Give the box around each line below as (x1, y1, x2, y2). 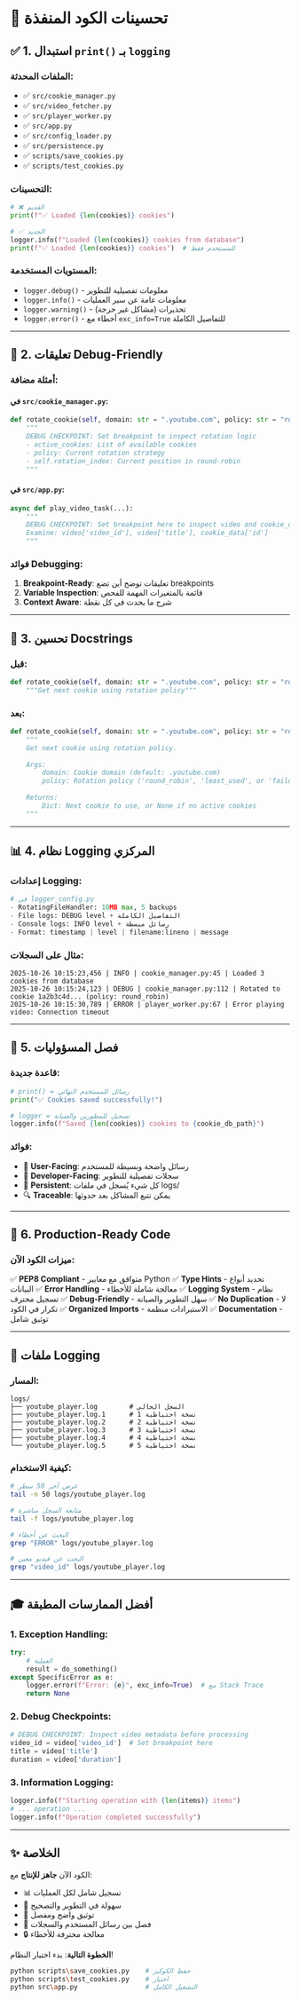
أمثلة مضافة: (10, 374, 59, 386)
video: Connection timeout (10, 1008, 110, 1017)
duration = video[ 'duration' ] (10, 1755, 122, 1765)
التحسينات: (10, 182, 52, 194)
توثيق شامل (10, 1314, 49, 1324)
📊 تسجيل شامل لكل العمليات (22, 1886, 122, 1898)
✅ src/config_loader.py (22, 130, 112, 140)
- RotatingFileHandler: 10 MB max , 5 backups (10, 903, 177, 913)
